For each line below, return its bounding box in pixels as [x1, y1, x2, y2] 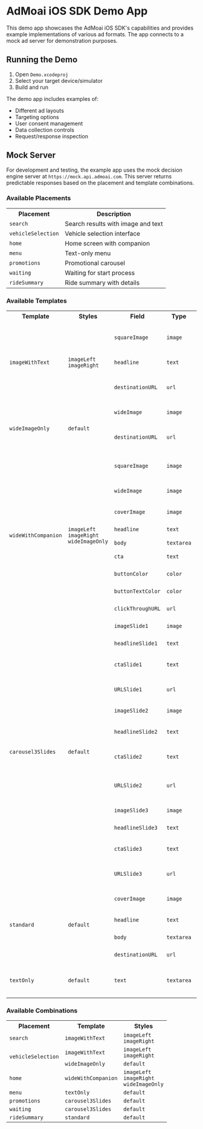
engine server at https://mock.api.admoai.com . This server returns [6, 172, 172, 180]
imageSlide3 [114, 807, 149, 814]
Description [96, 210, 131, 218]
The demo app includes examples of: [6, 95, 98, 102]
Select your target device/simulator [14, 77, 103, 84]
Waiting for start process [64, 268, 135, 277]
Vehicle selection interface [64, 229, 141, 238]
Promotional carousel [64, 259, 126, 267]
